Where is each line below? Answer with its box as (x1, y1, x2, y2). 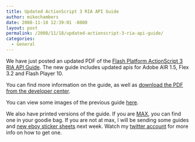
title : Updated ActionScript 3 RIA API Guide (6, 8, 119, 15)
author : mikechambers (6, 14, 59, 20)
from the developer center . (6, 87, 71, 94)
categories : (6, 36, 35, 42)
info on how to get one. (6, 129, 63, 136)
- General (11, 42, 35, 48)
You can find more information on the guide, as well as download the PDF (6, 81, 183, 88)
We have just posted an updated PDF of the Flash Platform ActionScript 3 (6, 57, 183, 65)
